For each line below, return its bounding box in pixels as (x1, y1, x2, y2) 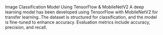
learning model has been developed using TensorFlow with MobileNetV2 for (5, 9, 158, 15)
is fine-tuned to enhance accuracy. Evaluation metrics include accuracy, (5, 19, 150, 25)
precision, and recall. (5, 24, 47, 30)
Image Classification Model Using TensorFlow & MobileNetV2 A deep (5, 4, 144, 10)
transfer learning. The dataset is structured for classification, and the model (5, 14, 157, 20)
